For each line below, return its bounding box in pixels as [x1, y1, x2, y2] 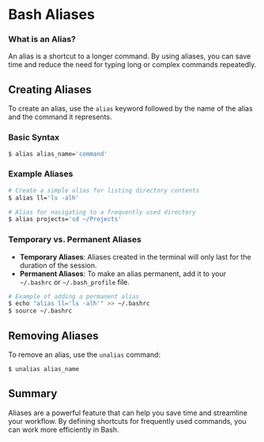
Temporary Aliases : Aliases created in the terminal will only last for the [19, 252, 251, 261]
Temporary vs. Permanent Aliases [8, 234, 142, 245]
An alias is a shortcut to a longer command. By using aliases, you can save [8, 51, 251, 61]
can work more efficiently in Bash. [8, 425, 120, 434]
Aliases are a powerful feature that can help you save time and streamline [8, 408, 247, 418]
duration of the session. [19, 260, 97, 270]
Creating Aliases [8, 83, 92, 96]
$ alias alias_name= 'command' [8, 150, 108, 158]
